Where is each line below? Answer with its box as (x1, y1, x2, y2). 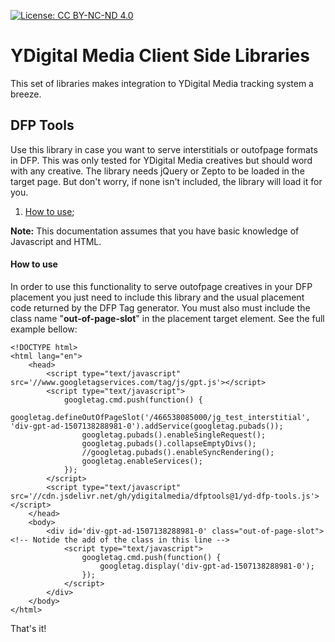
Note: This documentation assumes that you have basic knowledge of (10, 225, 300, 237)
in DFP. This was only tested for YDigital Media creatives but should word (10, 154, 313, 166)
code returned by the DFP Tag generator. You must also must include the (10, 301, 311, 314)
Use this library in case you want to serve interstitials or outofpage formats (10, 143, 318, 155)
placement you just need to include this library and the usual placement (10, 291, 305, 303)
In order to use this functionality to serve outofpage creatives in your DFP (10, 280, 313, 292)
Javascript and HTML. (10, 235, 102, 247)
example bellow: (10, 323, 78, 335)
